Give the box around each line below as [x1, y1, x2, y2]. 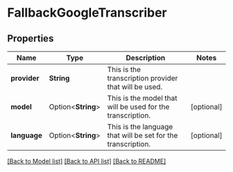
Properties [7, 33, 54, 44]
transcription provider [107, 74, 178, 83]
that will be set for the [107, 130, 178, 140]
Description [126, 53, 166, 62]
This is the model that [107, 94, 178, 103]
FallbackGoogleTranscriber [7, 5, 168, 21]
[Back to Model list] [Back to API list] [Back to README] [7, 157, 166, 165]
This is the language [107, 122, 173, 131]
